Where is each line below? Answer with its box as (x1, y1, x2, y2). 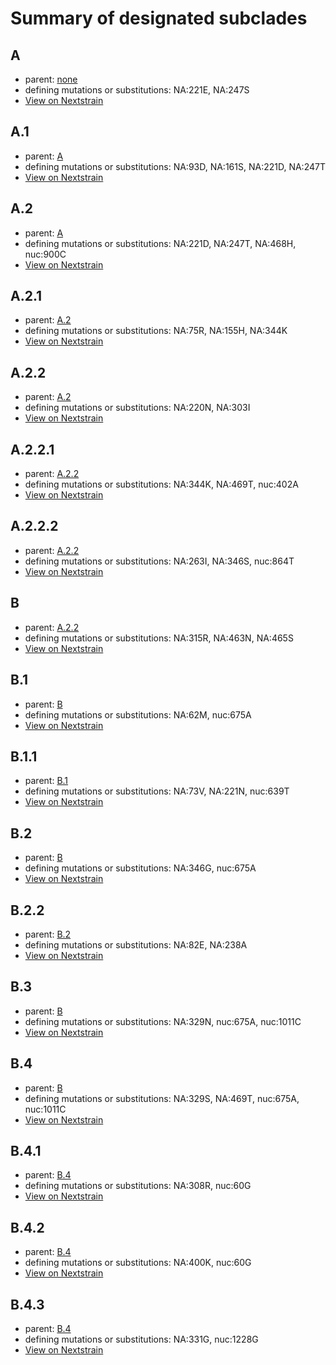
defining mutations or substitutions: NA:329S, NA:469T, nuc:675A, (24, 1092, 300, 1104)
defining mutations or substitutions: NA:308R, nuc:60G (24, 1180, 252, 1192)
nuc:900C (24, 248, 67, 260)
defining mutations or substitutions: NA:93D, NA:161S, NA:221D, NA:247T (24, 160, 326, 172)
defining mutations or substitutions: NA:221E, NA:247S (24, 84, 250, 96)
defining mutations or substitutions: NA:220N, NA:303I (24, 402, 251, 414)
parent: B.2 (24, 928, 72, 940)
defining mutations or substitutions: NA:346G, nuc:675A (24, 862, 257, 874)
